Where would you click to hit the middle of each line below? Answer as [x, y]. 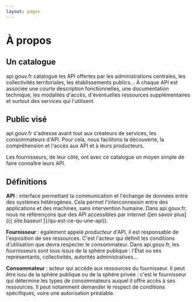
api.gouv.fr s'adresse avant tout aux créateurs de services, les [81, 133]
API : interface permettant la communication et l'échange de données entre [97, 196]
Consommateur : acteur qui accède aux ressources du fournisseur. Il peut [96, 268]
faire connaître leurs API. [36, 163]
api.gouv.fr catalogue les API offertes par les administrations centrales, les [96, 76]
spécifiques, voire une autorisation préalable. [61, 293]
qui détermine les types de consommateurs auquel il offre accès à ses [91, 281]
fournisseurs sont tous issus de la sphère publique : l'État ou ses [84, 251]
